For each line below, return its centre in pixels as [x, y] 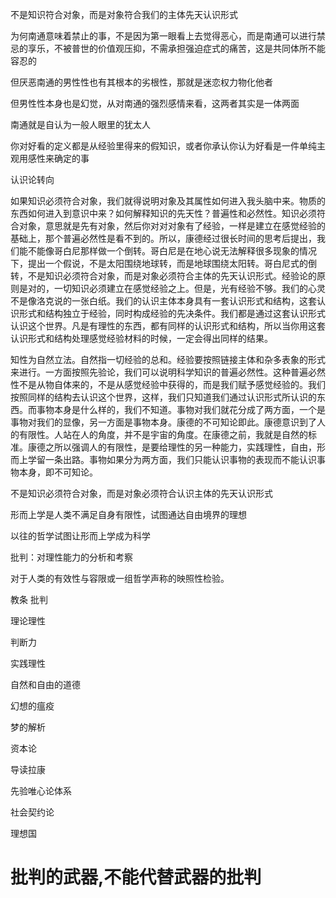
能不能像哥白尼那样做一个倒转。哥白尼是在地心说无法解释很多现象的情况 [167, 251]
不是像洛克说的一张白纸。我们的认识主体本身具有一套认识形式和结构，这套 [163, 301]
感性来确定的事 [58, 158]
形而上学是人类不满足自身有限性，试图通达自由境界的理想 [128, 514]
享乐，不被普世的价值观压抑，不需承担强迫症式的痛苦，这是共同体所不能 [176, 48]
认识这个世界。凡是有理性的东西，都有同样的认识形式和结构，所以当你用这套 [168, 326]
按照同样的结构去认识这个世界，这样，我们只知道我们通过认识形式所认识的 [163, 397]
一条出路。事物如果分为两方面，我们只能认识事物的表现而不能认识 [180, 459]
